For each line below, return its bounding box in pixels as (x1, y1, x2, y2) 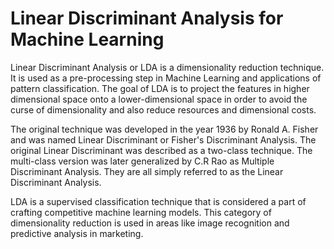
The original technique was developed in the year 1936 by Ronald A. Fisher (10, 123, 319, 135)
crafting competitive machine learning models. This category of (10, 206, 272, 218)
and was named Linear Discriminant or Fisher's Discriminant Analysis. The (10, 133, 317, 146)
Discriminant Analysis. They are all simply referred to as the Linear (10, 165, 284, 177)
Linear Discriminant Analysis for (10, 7, 284, 30)
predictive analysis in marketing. (10, 227, 144, 239)
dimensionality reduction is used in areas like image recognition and (10, 217, 290, 229)
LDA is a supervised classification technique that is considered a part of (10, 195, 307, 207)
